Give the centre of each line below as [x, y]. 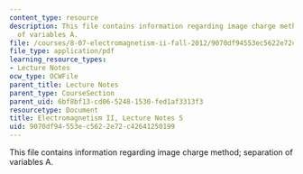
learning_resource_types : [58, 60]
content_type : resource [54, 18]
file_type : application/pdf [62, 51]
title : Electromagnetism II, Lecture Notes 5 [96, 118]
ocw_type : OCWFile [44, 77]
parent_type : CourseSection [62, 93]
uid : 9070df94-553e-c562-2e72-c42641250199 [92, 127]
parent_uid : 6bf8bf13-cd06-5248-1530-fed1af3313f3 [106, 101]
